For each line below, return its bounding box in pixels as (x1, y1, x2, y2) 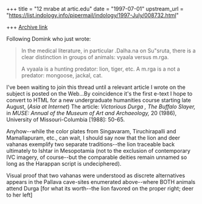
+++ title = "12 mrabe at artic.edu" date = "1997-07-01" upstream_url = (6, 5, 184, 12)
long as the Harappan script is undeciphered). (6, 160, 122, 167)
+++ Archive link (6, 24, 48, 30)
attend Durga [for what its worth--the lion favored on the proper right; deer (6, 185, 193, 192)
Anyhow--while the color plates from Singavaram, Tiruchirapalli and (6, 128, 176, 135)
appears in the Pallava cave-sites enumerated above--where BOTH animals (6, 178, 196, 185)
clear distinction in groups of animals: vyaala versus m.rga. (21, 54, 169, 60)
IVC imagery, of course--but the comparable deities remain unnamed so (6, 153, 187, 161)
